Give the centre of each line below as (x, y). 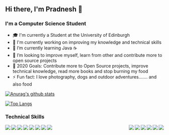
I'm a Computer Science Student (46, 24)
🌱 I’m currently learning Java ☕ (45, 48)
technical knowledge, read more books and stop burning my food (80, 71)
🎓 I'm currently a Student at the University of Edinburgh (71, 35)
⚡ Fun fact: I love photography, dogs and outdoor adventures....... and (84, 77)
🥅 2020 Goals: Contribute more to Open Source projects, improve (80, 65)
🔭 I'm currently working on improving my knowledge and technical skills (87, 42)
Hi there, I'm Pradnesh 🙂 (44, 9)
